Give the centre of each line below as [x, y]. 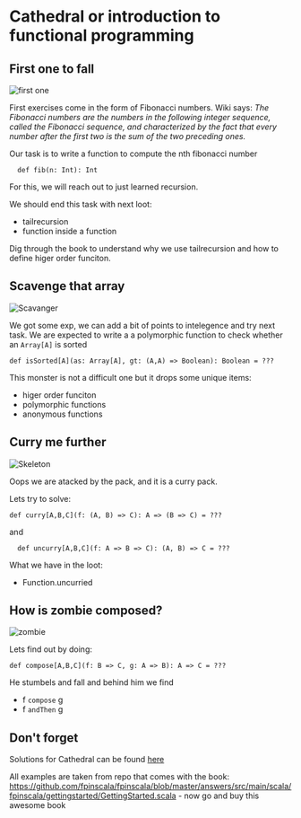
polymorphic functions [64, 404]
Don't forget [44, 738]
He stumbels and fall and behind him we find [92, 682]
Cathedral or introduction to [115, 17]
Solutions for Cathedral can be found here [87, 760]
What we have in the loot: [56, 565]
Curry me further [58, 442]
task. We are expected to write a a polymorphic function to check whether [146, 335]
